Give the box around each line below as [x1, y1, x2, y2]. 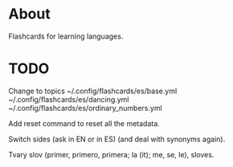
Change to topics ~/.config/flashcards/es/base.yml [8, 86, 178, 96]
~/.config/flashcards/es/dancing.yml [8, 94, 129, 104]
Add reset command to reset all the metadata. [8, 118, 161, 128]
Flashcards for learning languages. [8, 31, 124, 41]
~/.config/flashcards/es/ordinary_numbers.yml [8, 103, 162, 112]
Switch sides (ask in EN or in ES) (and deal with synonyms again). [8, 134, 226, 144]
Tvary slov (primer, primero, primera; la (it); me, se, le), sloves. [8, 149, 215, 159]
